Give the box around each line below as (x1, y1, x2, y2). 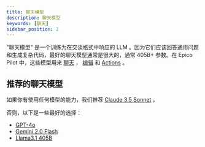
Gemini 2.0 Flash (15, 128, 58, 135)
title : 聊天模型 (6, 9, 44, 15)
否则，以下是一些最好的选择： (6, 109, 82, 116)
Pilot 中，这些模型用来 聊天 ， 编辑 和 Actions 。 (6, 59, 128, 66)
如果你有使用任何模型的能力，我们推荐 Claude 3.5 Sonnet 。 (6, 96, 158, 104)
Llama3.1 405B (15, 134, 53, 141)
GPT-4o (15, 121, 36, 129)
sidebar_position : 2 (6, 26, 60, 32)
